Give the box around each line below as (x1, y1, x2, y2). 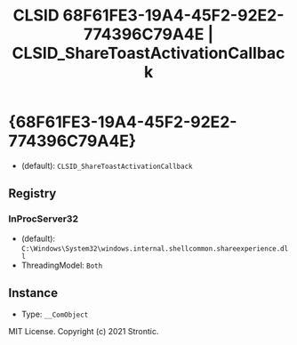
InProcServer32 (8, 213, 79, 225)
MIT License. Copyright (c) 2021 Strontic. (8, 326, 159, 337)
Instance (8, 285, 59, 301)
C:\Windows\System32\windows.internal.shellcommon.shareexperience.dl (20, 244, 289, 253)
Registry (8, 186, 57, 201)
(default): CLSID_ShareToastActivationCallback (20, 160, 193, 171)
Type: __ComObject (20, 309, 89, 320)
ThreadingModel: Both (20, 260, 103, 270)
